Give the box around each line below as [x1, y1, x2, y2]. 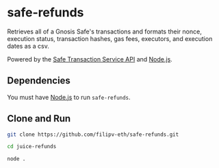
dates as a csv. [7, 42, 50, 50]
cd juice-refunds [7, 143, 57, 150]
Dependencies [7, 75, 70, 87]
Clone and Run [7, 113, 71, 124]
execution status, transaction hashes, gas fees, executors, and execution [7, 34, 213, 42]
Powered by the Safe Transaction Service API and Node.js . [7, 55, 172, 63]
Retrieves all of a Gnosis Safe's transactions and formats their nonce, [7, 27, 202, 36]
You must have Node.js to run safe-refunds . [7, 93, 131, 101]
